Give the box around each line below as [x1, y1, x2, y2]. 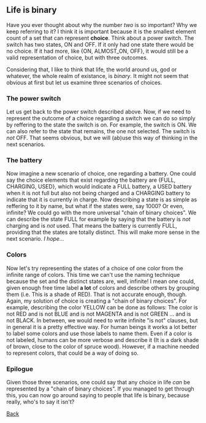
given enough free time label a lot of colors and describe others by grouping [6, 284, 199, 291]
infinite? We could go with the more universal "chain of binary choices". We [6, 209, 197, 217]
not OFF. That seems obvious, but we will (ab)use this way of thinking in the [6, 134, 198, 142]
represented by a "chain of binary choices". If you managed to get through [6, 385, 194, 392]
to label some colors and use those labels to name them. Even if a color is [6, 330, 193, 337]
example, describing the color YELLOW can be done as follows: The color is [6, 303, 198, 311]
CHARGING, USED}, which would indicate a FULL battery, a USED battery [6, 183, 192, 190]
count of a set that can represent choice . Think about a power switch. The [6, 34, 194, 42]
